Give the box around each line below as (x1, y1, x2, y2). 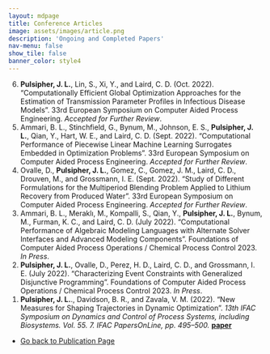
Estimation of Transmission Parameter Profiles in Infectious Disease (19, 96, 246, 106)
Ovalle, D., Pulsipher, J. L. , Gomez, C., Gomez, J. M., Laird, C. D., (19, 165, 237, 175)
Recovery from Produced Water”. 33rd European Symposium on (19, 191, 234, 201)
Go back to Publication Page (19, 335, 116, 345)
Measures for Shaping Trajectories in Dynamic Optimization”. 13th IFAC (19, 303, 256, 313)
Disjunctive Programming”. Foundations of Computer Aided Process (19, 277, 247, 287)
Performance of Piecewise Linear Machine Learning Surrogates (19, 139, 232, 149)
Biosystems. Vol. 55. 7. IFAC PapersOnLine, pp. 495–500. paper (19, 320, 232, 330)
